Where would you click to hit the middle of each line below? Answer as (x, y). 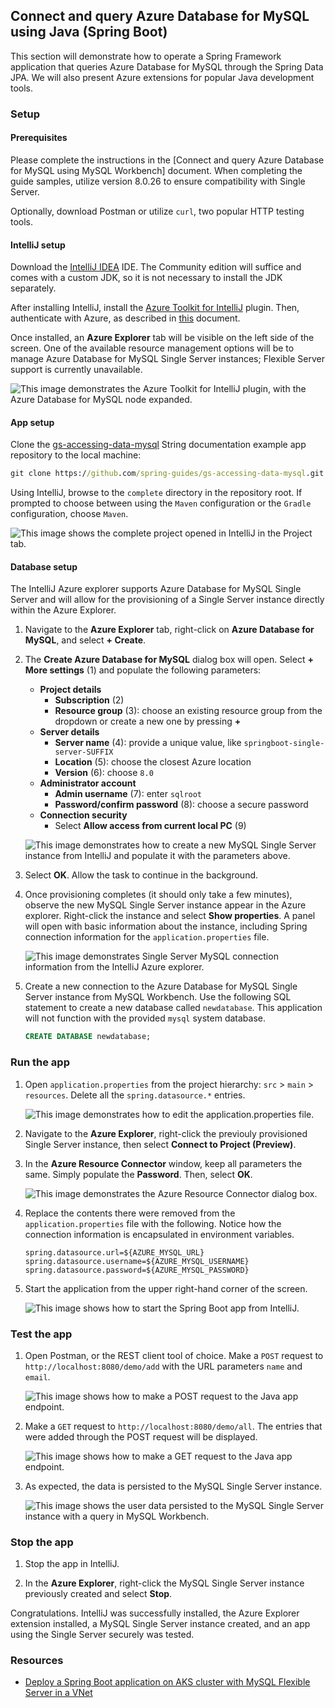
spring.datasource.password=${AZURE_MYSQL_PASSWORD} (137, 1270)
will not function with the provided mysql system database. (145, 1018)
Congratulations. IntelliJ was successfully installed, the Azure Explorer (155, 1613)
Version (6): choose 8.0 (104, 773)
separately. (33, 288)
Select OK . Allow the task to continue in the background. (141, 875)
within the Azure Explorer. (63, 610)
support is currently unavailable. (76, 370)
